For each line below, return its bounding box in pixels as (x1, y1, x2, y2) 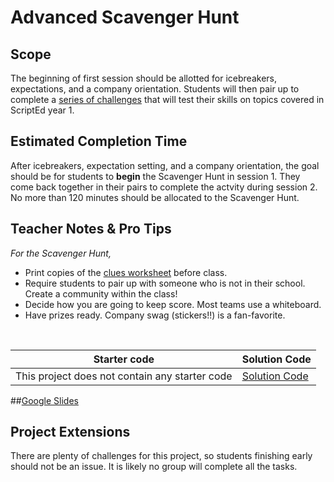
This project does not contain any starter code (15, 369, 233, 383)
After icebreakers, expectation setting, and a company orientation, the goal (10, 159, 320, 171)
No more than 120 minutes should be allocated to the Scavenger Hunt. (10, 191, 300, 203)
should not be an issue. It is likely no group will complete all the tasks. (10, 461, 298, 473)
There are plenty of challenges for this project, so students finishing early (10, 450, 313, 462)
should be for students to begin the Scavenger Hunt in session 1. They (10, 170, 301, 182)
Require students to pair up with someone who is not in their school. (24, 277, 306, 289)
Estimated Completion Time (10, 133, 188, 150)
